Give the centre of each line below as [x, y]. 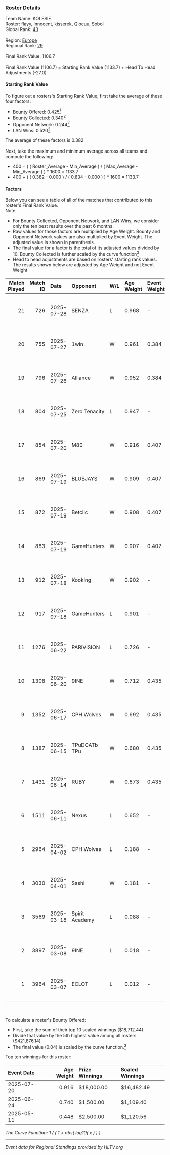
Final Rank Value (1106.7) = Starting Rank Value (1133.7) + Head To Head [80, 67]
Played [16, 289]
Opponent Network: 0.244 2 [41, 124]
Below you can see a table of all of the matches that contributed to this [79, 200]
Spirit [78, 913]
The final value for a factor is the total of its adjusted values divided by [86, 248]
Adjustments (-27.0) [26, 73]
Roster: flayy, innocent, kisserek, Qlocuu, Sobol [54, 24]
